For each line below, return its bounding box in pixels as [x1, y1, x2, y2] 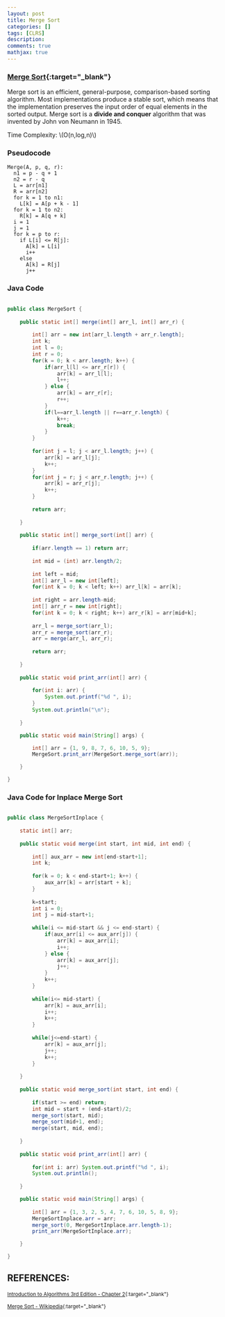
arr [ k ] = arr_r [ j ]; [44, 480, 101, 487]
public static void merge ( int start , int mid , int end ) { [19, 840, 191, 847]
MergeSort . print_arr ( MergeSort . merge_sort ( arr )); [32, 751, 178, 758]
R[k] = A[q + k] [19, 213, 67, 220]
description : [7, 36, 45, 43]
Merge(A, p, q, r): [7, 164, 64, 171]
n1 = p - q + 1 [13, 170, 58, 177]
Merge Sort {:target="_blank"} [7, 72, 112, 81]
